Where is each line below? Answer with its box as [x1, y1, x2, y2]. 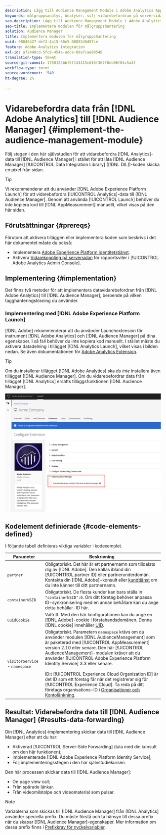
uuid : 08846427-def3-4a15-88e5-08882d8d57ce [5, 40, 98, 45]
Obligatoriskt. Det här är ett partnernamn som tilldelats [45, 561, 156, 567]
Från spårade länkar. [12, 784, 54, 789]
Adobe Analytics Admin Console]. [12, 260, 82, 266]
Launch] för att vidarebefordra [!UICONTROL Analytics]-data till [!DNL [5, 191, 147, 197]
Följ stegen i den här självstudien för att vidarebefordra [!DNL [5, 151, 130, 157]
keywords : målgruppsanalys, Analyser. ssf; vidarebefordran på [5, 13, 138, 18]
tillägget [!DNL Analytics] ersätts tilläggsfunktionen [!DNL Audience [5, 378, 142, 384]
